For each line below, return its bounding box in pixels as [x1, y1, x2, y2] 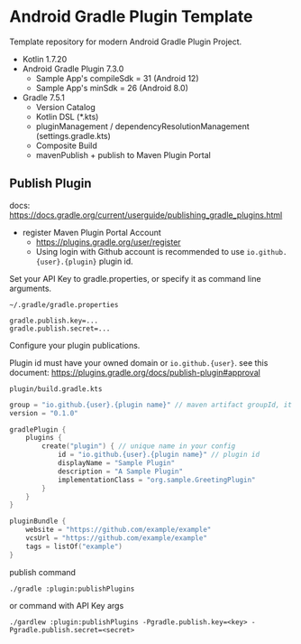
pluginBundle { [9, 517, 67, 526]
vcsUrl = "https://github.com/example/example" [25, 534, 207, 543]
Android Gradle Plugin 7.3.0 [22, 63, 124, 74]
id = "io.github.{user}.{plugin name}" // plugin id [57, 450, 260, 460]
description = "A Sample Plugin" [57, 467, 183, 476]
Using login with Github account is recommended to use [35, 246, 245, 257]
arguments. [9, 283, 52, 294]
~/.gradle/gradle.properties [9, 300, 119, 309]
